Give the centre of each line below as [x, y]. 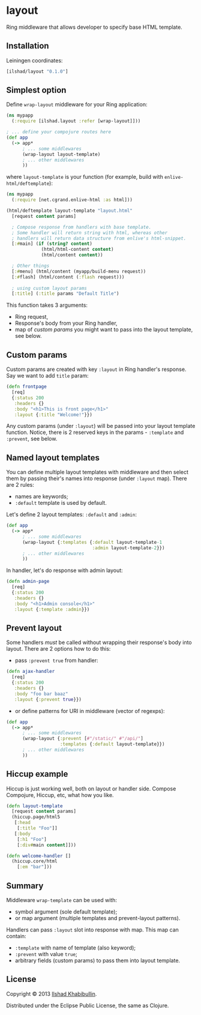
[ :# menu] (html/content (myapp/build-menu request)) [79, 271]
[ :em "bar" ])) [34, 867]
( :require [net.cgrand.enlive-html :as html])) [72, 200]
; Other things [31, 266]
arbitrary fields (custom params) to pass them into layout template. [97, 960]
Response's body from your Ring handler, [66, 323]
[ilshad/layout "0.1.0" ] [37, 71]
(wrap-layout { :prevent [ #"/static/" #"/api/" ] [83, 739]
